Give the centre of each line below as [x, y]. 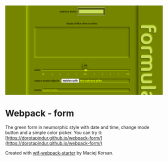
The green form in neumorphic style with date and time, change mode [77, 127]
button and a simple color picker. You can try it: [54, 132]
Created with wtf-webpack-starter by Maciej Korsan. [59, 152]
